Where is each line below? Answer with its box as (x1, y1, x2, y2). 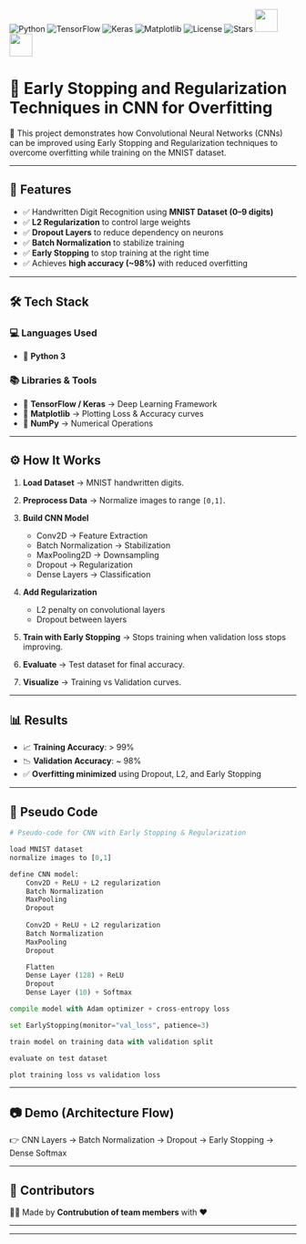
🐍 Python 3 (22, 351, 66, 362)
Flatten (25, 962, 55, 971)
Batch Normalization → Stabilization (36, 539, 171, 551)
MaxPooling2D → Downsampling (36, 549, 159, 560)
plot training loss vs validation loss (9, 1070, 161, 1080)
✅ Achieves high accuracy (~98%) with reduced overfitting (22, 257, 249, 268)
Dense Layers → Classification (36, 568, 151, 579)
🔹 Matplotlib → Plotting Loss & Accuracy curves (22, 408, 204, 419)
